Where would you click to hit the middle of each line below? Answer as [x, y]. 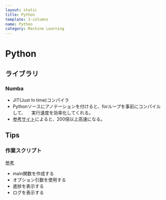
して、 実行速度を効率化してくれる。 [53, 113]
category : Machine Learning [35, 29]
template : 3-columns [27, 19]
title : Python [20, 15]
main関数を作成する [33, 173]
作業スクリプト [24, 151]
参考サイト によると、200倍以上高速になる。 [59, 119]
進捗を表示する [28, 186]
